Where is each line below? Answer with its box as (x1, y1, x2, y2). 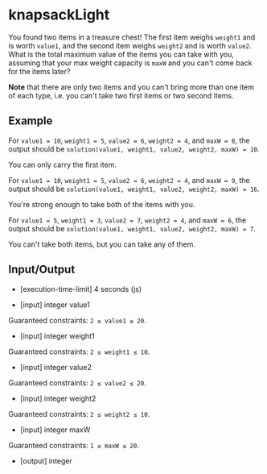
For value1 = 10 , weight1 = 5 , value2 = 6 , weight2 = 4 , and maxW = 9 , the (8, 175, 251, 185)
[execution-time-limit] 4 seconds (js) (19, 284, 142, 293)
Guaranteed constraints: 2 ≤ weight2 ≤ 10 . (8, 409, 150, 418)
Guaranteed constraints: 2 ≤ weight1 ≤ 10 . (8, 347, 150, 356)
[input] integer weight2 (19, 393, 97, 403)
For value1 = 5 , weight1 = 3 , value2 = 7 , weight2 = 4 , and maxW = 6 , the (8, 215, 247, 225)
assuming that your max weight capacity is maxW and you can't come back (8, 58, 253, 68)
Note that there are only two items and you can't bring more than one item (8, 82, 255, 92)
